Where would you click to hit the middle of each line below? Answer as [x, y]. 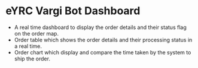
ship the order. [32, 59]
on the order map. [36, 33]
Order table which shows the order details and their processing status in [103, 40]
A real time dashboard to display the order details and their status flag [100, 27]
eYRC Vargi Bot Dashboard [73, 11]
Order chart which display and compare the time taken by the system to [103, 52]
